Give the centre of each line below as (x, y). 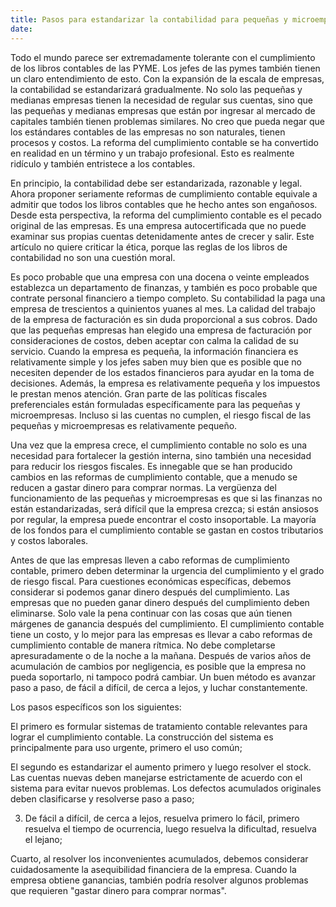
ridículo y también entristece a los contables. (103, 163)
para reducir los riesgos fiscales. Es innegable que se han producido (151, 466)
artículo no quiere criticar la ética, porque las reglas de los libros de (149, 247)
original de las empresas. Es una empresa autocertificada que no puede (158, 225)
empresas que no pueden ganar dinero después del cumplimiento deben (160, 602)
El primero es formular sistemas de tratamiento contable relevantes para (159, 726)
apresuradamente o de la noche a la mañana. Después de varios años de (161, 655)
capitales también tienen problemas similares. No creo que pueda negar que (167, 121)
